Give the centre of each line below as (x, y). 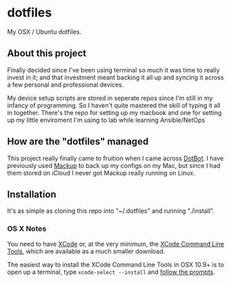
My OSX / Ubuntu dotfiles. (44, 32)
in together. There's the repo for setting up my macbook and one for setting (114, 112)
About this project (47, 53)
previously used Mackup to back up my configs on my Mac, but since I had (114, 165)
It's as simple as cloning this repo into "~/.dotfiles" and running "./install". (111, 211)
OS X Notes (27, 229)
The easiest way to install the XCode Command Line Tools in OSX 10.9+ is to (115, 264)
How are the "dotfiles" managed (78, 141)
